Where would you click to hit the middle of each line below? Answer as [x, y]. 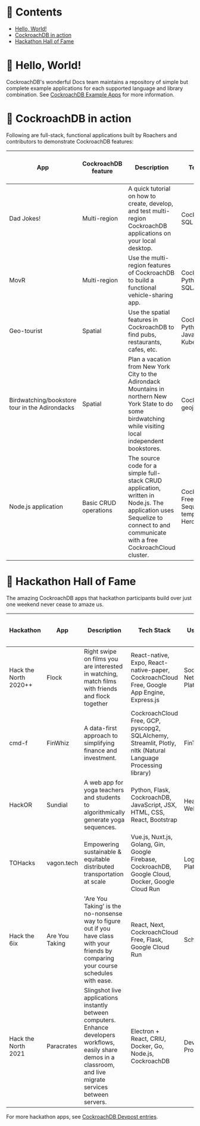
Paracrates [62, 1046]
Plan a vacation [149, 359]
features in [143, 319]
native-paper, [150, 670]
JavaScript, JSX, [154, 805]
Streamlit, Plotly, [154, 743]
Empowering [101, 844]
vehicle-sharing [151, 295]
